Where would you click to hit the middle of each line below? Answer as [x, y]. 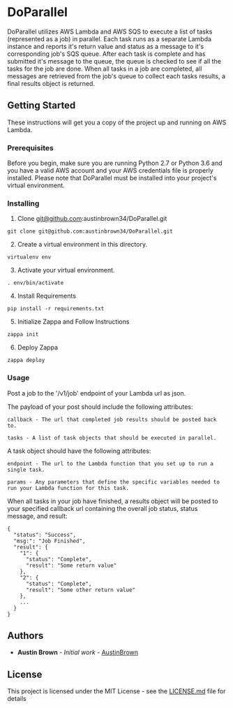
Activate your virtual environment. [66, 270]
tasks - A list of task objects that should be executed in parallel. [112, 438]
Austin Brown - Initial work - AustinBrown [77, 652]
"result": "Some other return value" [81, 590]
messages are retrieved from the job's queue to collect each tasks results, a [116, 76]
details [17, 699]
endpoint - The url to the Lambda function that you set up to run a [111, 463]
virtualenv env [29, 257]
